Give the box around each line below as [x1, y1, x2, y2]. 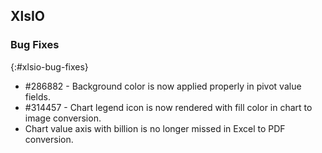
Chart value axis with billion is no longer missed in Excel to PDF [24, 122, 286, 134]
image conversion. [24, 112, 102, 124]
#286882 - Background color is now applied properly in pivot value [24, 80, 302, 92]
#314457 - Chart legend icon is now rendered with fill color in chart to [24, 101, 313, 113]
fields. [24, 90, 51, 103]
